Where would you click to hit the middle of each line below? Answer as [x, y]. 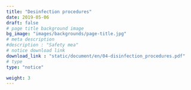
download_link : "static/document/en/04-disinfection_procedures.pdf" [96, 56]
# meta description [30, 39]
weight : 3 [19, 78]
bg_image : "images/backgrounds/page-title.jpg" [67, 34]
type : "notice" [25, 67]
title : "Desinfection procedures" [49, 12]
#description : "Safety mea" [42, 45]
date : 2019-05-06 [28, 17]
